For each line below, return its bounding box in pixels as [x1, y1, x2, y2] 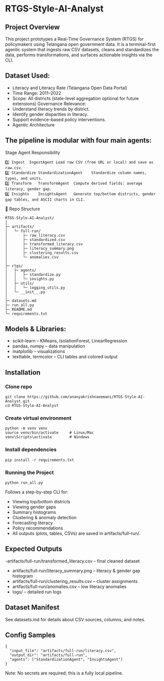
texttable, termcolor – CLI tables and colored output [12, 354, 118, 360]
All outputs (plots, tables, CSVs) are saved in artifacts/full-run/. [12, 531, 140, 537]
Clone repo [5, 383, 32, 390]
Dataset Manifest [5, 603, 59, 612]
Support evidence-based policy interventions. [12, 116, 107, 122]
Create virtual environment [5, 415, 72, 422]
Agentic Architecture [12, 121, 55, 127]
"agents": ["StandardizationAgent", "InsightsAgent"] [9, 657, 123, 662]
